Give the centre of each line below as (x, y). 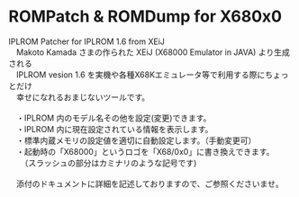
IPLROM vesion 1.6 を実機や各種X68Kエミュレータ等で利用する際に (140, 75)
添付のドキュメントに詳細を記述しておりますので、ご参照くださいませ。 (150, 184)
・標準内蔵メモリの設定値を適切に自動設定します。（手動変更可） (136, 140)
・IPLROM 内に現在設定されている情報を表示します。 (114, 129)
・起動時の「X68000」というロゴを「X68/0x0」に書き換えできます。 (145, 151)
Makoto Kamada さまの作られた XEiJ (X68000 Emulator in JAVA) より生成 (153, 52)
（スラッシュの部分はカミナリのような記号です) (110, 163)
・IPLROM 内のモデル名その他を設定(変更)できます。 (113, 118)
